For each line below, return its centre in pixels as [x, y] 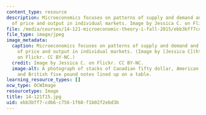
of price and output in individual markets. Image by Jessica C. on [101, 23]
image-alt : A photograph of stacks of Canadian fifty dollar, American [105, 68]
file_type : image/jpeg [35, 35]
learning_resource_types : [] [44, 80]
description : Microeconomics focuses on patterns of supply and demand [100, 18]
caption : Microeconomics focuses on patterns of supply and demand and [105, 46]
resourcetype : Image [33, 91]
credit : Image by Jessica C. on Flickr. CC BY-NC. [78, 63]
